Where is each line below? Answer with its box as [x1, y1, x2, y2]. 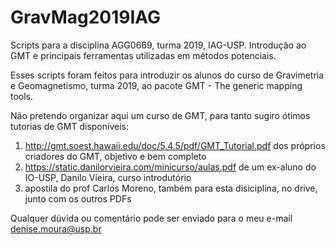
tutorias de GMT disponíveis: [10, 120, 129, 132]
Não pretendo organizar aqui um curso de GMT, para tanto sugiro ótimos [10, 109, 311, 121]
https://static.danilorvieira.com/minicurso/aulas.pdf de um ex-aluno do [24, 161, 317, 173]
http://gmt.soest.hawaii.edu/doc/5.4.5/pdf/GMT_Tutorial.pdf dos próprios [24, 139, 326, 151]
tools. [10, 90, 34, 102]
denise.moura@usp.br [10, 222, 102, 235]
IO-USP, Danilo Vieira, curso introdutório [24, 171, 192, 183]
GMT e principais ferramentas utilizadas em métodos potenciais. [10, 49, 277, 61]
